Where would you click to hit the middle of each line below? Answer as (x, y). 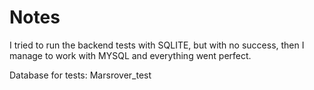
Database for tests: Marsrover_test (80, 75)
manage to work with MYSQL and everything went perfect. (130, 55)
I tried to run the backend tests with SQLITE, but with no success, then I (157, 45)
